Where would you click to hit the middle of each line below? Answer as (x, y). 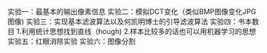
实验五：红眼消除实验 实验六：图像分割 (72, 41)
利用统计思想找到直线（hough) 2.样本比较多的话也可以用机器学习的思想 (139, 31)
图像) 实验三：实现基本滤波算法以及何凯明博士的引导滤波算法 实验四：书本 (130, 21)
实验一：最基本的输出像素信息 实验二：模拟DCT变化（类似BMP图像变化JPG (132, 11)
